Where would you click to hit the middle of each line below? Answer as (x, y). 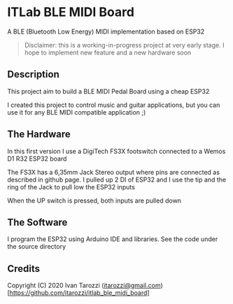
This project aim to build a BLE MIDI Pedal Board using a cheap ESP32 (108, 91)
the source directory (37, 247)
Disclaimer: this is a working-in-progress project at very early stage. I (124, 45)
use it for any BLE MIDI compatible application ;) (77, 112)
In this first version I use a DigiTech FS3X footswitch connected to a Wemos (116, 151)
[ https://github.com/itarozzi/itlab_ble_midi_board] (78, 293)
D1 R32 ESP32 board (37, 159)
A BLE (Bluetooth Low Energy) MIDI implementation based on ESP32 (106, 31)
